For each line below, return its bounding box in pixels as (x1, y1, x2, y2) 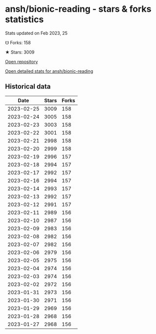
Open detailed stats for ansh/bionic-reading (5, 68, 93, 74)
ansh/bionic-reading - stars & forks (5, 3, 152, 15)
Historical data (5, 83, 51, 91)
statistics (5, 14, 44, 25)
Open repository (5, 58, 38, 64)
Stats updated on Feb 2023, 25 (5, 30, 67, 36)
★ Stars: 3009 (5, 49, 35, 55)
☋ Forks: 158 (5, 39, 31, 45)
